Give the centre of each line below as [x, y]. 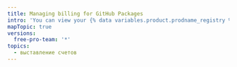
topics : [19, 46]
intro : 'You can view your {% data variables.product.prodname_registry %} [121, 20]
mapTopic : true [30, 27]
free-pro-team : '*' [42, 40]
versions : [22, 33]
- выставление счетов [45, 53]
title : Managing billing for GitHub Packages [75, 14]
